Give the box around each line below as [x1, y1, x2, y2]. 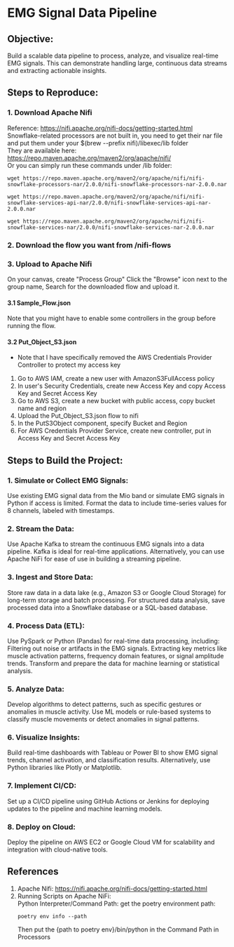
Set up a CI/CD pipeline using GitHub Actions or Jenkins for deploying [7, 797, 209, 805]
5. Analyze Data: [7, 684, 64, 693]
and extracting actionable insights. [7, 67, 107, 74]
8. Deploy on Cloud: [7, 822, 76, 832]
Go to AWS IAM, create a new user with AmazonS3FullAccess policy [17, 374, 215, 383]
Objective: [7, 33, 54, 45]
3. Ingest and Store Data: [7, 573, 93, 582]
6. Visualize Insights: [7, 733, 81, 743]
